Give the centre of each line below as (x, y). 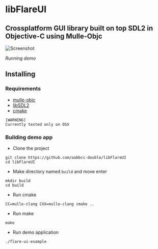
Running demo (21, 58)
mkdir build (18, 181)
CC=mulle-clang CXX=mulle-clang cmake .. (50, 204)
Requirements (23, 89)
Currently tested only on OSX (37, 124)
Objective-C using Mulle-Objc (54, 36)
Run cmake (24, 195)
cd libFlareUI (20, 162)
